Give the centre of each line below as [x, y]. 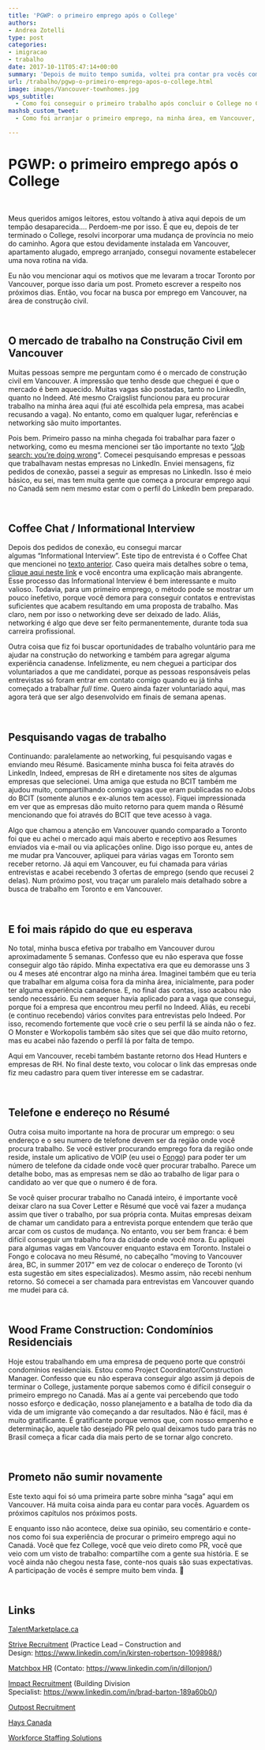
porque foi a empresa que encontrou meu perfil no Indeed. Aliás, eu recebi [129, 1007]
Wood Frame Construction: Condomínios [111, 1330]
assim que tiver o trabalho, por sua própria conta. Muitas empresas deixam [130, 1214]
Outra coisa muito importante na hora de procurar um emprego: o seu [121, 1131]
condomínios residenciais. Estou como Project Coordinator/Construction [125, 1370]
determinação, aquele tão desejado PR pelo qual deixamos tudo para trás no [132, 1428]
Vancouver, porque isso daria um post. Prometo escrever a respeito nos [125, 284]
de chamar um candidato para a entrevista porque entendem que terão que [131, 1222]
